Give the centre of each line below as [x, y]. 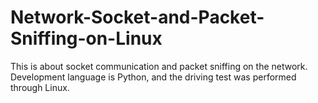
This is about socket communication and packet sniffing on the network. [159, 66]
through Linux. [40, 87]
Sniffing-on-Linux [86, 38]
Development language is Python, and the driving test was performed [153, 77]
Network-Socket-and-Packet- [137, 17]
